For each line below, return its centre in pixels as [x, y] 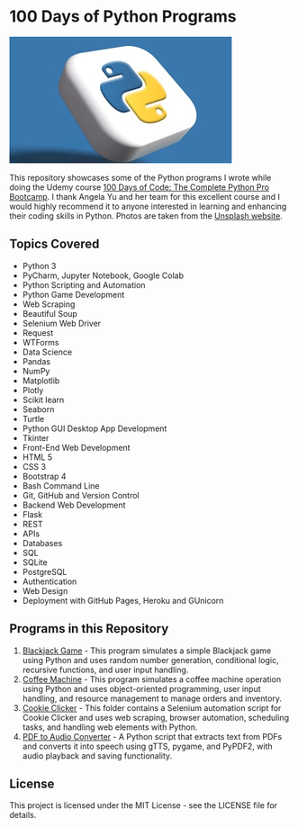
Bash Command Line [61, 485]
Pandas [36, 361]
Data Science [47, 352]
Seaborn [38, 409]
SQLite [35, 562]
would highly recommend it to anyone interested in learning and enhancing [148, 206]
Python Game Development [73, 294]
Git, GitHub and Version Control [81, 495]
